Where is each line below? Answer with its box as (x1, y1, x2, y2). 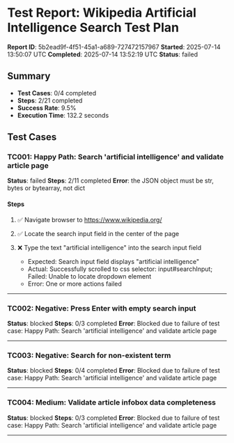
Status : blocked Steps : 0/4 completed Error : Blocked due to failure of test (7, 366, 221, 375)
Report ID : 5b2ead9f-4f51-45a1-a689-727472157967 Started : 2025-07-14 (7, 42, 221, 51)
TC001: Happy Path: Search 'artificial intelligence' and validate (7, 152, 224, 162)
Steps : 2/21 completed (17, 96, 83, 104)
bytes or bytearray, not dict (7, 184, 86, 192)
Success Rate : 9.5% (17, 103, 77, 112)
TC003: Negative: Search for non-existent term (7, 350, 171, 360)
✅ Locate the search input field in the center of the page (17, 229, 180, 238)
